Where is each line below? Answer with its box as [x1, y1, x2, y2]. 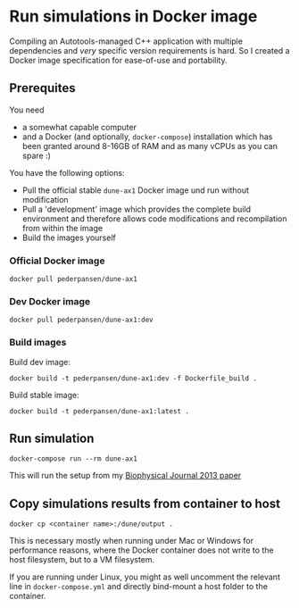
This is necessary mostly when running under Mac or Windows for [9, 536, 254, 546]
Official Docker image [9, 254, 105, 267]
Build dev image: [9, 356, 71, 367]
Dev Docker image [9, 295, 91, 307]
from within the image [21, 222, 104, 233]
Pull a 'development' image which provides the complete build [21, 204, 252, 214]
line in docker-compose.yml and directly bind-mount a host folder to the [9, 581, 268, 592]
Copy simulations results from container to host [9, 496, 281, 511]
